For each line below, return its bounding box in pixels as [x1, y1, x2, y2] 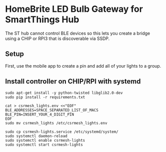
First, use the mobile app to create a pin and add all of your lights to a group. [5, 63, 162, 69]
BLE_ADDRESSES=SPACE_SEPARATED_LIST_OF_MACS [5, 108, 99, 113]
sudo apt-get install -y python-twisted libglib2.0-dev [5, 90, 123, 95]
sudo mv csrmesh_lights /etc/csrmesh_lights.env [5, 120, 108, 125]
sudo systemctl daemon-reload [5, 133, 68, 139]
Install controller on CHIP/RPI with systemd [5, 77, 141, 86]
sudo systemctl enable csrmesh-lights [5, 138, 85, 143]
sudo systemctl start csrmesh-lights [5, 142, 83, 147]
